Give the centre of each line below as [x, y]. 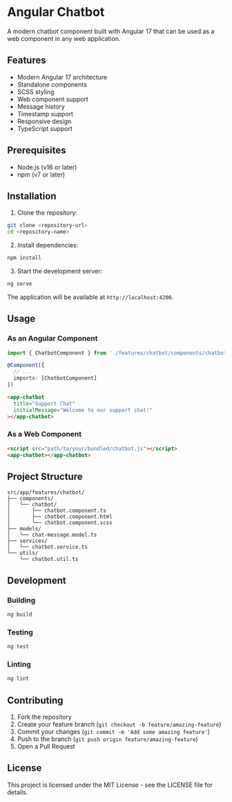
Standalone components [52, 84]
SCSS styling [36, 91]
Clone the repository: [47, 213]
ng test [18, 647]
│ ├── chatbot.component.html [60, 517]
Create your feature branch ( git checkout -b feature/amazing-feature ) [119, 724]
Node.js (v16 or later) [47, 167]
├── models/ [24, 529]
